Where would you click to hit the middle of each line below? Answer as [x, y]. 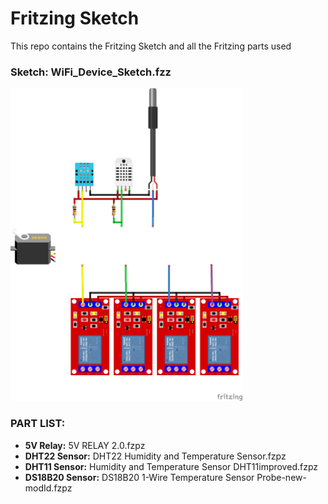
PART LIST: [38, 424]
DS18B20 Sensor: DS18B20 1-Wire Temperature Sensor [139, 477]
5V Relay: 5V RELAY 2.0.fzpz [85, 445]
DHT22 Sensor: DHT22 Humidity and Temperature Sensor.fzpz [155, 456]
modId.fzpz [48, 488]
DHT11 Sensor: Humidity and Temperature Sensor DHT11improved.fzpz [171, 466]
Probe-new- [281, 477]
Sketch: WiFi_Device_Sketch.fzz [91, 72]
